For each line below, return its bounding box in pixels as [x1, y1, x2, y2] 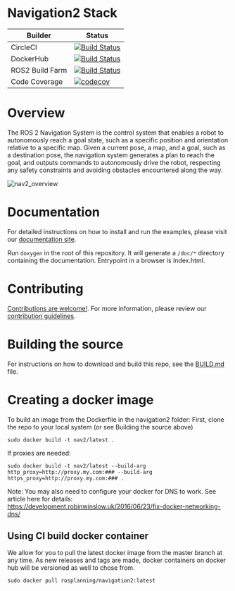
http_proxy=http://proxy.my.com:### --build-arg [7, 468, 153, 475]
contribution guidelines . [7, 312, 76, 320]
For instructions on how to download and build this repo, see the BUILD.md [7, 360, 225, 368]
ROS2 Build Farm [11, 65, 68, 75]
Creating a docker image [7, 391, 154, 408]
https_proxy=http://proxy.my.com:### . [7, 475, 125, 482]
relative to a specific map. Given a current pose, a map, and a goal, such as [7, 143, 226, 152]
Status [86, 30, 109, 40]
